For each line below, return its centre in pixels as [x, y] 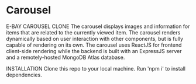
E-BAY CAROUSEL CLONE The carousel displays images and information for [98, 26]
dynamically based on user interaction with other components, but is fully [94, 38]
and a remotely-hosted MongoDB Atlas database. [66, 57]
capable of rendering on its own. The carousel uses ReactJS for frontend [94, 45]
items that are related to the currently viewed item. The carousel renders [93, 32]
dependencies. [24, 75]
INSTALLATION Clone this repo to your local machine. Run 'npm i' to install [96, 68]
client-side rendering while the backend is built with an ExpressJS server [94, 51]
